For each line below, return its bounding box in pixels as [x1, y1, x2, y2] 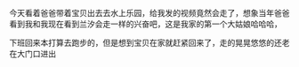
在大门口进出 [9, 48, 56, 59]
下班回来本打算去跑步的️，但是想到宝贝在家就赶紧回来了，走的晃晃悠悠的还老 [9, 38, 290, 48]
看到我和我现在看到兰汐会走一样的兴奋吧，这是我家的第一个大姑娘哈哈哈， [9, 19, 282, 29]
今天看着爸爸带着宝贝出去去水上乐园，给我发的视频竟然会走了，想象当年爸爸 [9, 8, 290, 18]
